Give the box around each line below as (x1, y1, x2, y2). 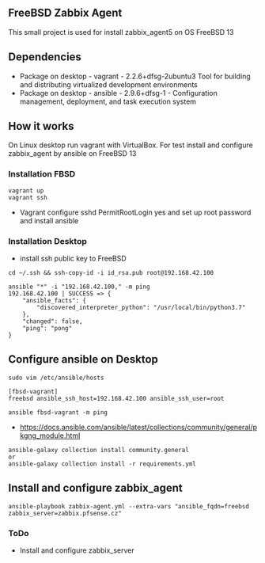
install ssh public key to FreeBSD (19, 253, 127, 264)
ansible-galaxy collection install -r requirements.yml (8, 459, 196, 468)
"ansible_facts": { (22, 297, 87, 305)
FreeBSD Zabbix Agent (8, 6, 123, 20)
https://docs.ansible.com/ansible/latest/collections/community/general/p (19, 422, 257, 432)
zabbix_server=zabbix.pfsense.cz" (8, 509, 123, 517)
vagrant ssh (8, 193, 47, 201)
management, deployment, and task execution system (19, 97, 196, 106)
